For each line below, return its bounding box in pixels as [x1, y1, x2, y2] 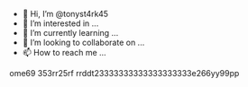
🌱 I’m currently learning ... [22, 28, 119, 38]
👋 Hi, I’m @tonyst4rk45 [22, 9, 109, 19]
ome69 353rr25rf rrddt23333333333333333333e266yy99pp [9, 68, 240, 78]
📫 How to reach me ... [22, 48, 106, 57]
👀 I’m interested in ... [22, 18, 99, 29]
